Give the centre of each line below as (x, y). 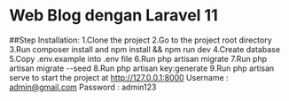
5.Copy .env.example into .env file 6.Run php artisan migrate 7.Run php (138, 58)
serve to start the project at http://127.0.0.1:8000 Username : (119, 77)
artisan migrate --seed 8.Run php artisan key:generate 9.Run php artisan (142, 68)
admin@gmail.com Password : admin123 (83, 87)
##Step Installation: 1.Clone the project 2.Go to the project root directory (141, 40)
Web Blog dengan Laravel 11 (114, 16)
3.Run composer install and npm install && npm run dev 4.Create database (145, 49)
